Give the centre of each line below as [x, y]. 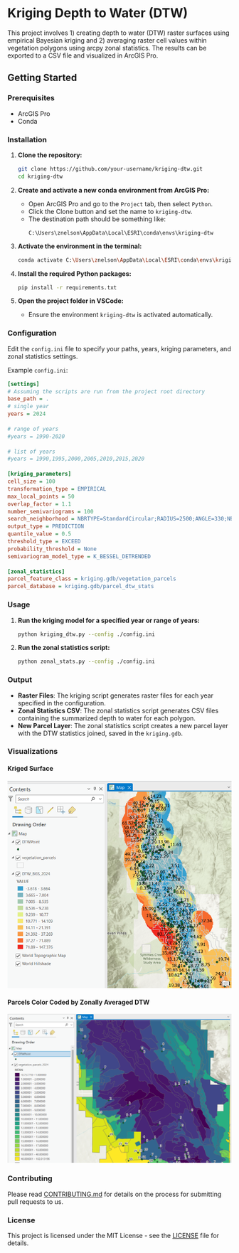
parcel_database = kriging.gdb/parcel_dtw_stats [81, 587]
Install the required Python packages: [74, 273]
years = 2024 [27, 414]
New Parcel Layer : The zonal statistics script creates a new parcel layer [123, 725]
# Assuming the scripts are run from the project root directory [106, 391]
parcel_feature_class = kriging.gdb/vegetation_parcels [92, 579]
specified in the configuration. [62, 703]
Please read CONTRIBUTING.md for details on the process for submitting [115, 1194]
